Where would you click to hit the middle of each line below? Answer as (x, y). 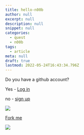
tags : (11, 47)
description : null (24, 24)
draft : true (17, 61)
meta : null (16, 56)
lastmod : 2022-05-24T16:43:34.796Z (42, 65)
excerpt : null (20, 19)
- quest (18, 38)
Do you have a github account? (37, 80)
